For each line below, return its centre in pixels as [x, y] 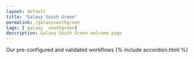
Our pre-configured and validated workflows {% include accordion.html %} [97, 50]
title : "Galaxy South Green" [42, 17]
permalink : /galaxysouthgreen [43, 22]
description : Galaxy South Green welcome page [64, 33]
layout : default [26, 11]
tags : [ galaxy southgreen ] [42, 28]
